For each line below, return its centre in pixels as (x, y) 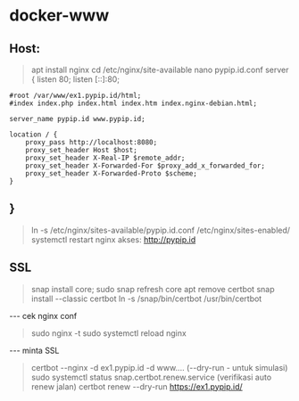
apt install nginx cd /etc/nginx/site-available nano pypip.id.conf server (160, 70)
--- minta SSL (34, 350)
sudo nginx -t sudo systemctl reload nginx (109, 333)
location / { (33, 135)
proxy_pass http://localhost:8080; (91, 143)
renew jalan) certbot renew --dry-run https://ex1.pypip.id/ (137, 386)
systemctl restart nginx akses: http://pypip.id (113, 239)
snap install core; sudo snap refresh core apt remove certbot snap (153, 289)
